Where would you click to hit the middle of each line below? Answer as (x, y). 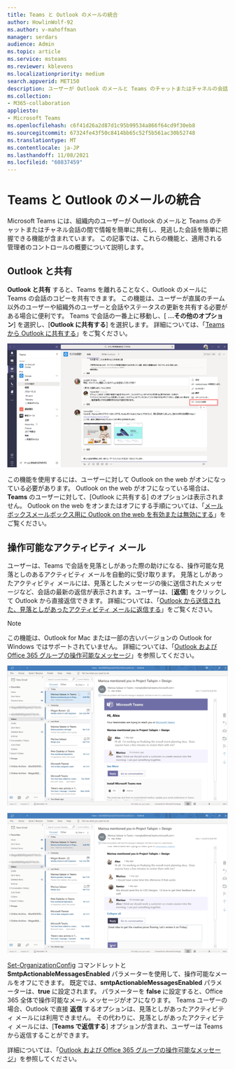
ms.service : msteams (37, 60)
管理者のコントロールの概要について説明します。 (78, 247)
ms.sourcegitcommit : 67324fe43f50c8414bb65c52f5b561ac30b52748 (101, 133)
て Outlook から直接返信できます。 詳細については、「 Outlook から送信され (114, 601)
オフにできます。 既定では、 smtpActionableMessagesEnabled (111, 983)
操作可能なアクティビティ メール (77, 547)
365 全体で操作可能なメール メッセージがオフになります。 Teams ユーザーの (117, 1000)
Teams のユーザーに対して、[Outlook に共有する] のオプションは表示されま (116, 497)
